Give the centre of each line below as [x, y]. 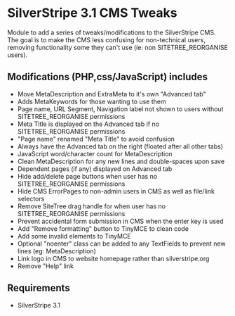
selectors [31, 198]
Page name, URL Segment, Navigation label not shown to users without [120, 109]
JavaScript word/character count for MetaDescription [95, 153]
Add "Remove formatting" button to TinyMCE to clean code [103, 228]
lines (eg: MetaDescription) [57, 251]
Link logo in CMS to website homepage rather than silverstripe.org [113, 258]
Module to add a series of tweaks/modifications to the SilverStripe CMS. [112, 32]
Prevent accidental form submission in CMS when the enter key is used [120, 221]
